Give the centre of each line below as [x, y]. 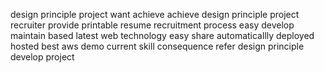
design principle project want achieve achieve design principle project [155, 14]
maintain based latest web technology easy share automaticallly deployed [162, 35]
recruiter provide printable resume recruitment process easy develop [152, 25]
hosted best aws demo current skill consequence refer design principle [157, 46]
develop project [42, 57]
